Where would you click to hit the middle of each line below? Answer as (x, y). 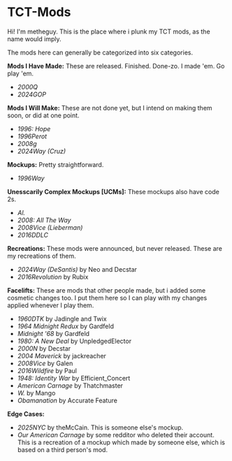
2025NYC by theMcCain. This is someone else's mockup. (100, 427)
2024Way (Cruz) (42, 151)
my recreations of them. (42, 256)
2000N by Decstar (44, 348)
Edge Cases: (26, 414)
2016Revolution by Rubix (53, 277)
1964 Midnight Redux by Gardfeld (65, 326)
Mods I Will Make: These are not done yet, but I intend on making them (110, 108)
